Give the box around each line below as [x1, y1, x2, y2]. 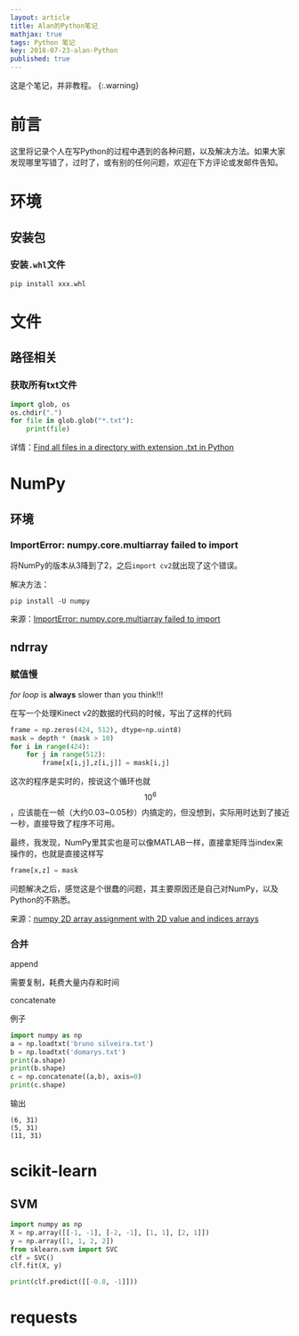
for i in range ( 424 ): [10, 742, 91, 751]
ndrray [10, 639, 48, 656]
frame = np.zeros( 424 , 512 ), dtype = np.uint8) [10, 725, 182, 734]
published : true [10, 54, 70, 63]
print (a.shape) [10, 1056, 67, 1065]
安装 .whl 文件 [10, 259, 66, 271]
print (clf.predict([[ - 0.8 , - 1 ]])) [10, 1277, 139, 1287]
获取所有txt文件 [10, 379, 77, 392]
